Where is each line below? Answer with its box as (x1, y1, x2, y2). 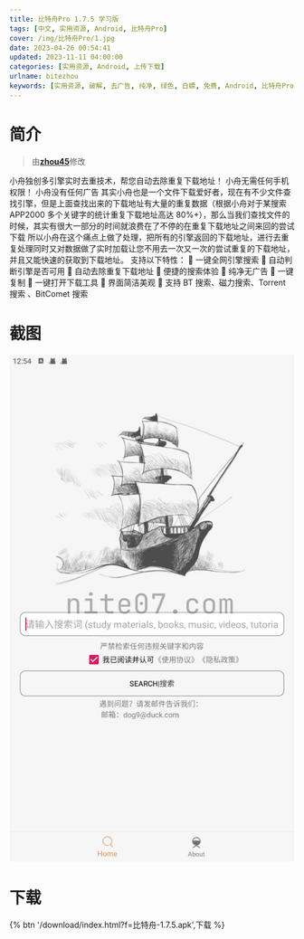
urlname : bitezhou (9, 72, 79, 81)
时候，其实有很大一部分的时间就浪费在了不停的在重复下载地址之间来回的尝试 (9, 220, 295, 231)
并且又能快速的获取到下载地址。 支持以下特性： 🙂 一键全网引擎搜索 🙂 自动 (9, 254, 285, 265)
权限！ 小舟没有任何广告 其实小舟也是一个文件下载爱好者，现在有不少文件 (9, 186, 283, 197)
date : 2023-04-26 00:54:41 (9, 43, 111, 52)
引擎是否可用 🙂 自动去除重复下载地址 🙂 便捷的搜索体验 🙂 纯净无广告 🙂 (16, 265, 276, 276)
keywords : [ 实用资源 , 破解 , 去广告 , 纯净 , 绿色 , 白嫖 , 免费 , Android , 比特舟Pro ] (9, 81, 299, 90)
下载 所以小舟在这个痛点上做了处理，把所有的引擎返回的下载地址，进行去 (9, 232, 281, 242)
